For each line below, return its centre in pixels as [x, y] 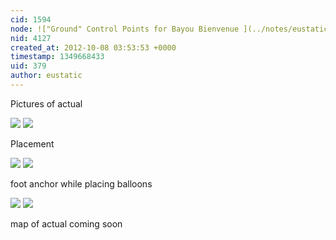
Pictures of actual [46, 103]
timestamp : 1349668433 [57, 57]
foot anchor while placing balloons [81, 183]
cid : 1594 [31, 19]
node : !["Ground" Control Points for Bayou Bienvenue [125, 29]
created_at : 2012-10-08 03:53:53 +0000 [93, 47]
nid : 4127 [31, 38]
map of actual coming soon [66, 223]
